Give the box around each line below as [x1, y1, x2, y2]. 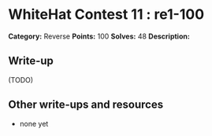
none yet [19, 119, 49, 128]
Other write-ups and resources [8, 98, 164, 112]
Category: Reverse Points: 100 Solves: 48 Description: [8, 31, 191, 41]
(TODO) [8, 75, 34, 84]
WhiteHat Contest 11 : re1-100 [8, 6, 205, 24]
